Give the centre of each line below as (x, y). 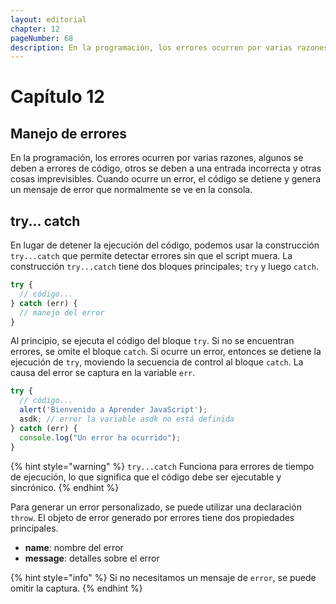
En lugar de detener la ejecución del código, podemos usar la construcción (165, 245)
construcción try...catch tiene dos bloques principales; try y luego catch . (164, 267)
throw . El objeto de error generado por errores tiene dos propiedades (152, 517)
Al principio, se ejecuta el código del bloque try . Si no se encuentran (152, 341)
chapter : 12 (35, 29)
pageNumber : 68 (42, 38)
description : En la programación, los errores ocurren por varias (151, 47)
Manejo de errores (69, 133)
